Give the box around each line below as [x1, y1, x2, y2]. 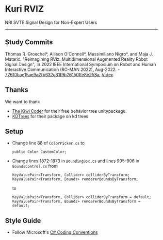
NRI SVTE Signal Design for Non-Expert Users [5, 19, 98, 25]
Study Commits [5, 38, 53, 47]
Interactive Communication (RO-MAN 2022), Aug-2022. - [5, 67, 120, 72]
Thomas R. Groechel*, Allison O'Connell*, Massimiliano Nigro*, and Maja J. [5, 51, 153, 57]
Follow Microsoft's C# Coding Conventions [12, 229, 98, 235]
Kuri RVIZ [5, 3, 44, 15]
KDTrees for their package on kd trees [12, 113, 89, 119]
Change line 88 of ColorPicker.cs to [12, 140, 85, 146]
